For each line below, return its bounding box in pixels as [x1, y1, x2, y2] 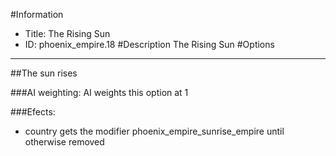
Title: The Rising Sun [24, 28, 111, 39]
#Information [10, 9, 64, 20]
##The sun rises [10, 67, 78, 79]
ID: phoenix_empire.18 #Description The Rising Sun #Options [24, 39, 275, 50]
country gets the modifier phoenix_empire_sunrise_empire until [24, 125, 285, 137]
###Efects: [10, 106, 56, 118]
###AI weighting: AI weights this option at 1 [10, 87, 189, 98]
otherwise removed [24, 136, 105, 148]
